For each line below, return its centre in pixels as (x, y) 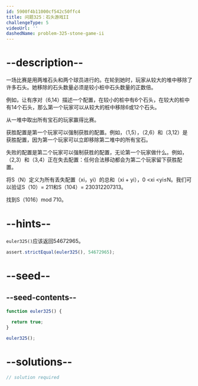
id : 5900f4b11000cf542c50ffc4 (43, 12)
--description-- (45, 63)
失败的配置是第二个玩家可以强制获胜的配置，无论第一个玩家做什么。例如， (97, 153)
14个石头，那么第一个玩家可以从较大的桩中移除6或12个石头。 (85, 108)
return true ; (27, 322)
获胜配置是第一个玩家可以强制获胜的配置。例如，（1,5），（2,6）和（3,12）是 (97, 132)
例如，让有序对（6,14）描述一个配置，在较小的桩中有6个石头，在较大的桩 (95, 100)
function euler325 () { (34, 311)
